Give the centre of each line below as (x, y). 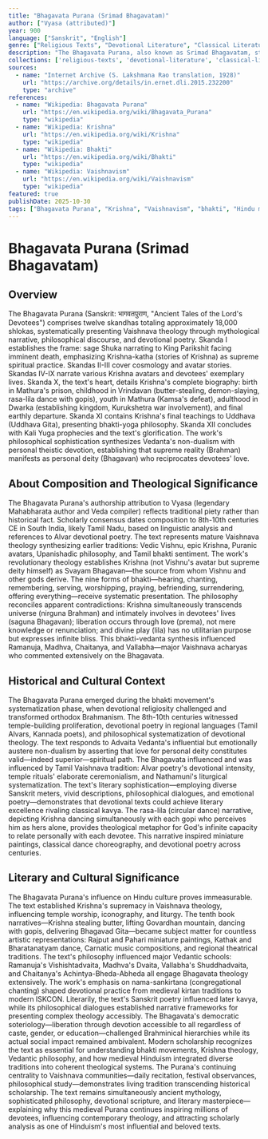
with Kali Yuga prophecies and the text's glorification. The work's (116, 433)
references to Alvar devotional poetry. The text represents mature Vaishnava (134, 537)
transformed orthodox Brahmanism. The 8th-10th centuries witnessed (123, 717)
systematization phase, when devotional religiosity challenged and (118, 708)
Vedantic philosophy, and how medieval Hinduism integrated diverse (121, 1058)
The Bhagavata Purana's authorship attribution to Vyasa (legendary (119, 503)
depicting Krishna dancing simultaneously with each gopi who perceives (127, 819)
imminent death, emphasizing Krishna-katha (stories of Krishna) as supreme (134, 357)
